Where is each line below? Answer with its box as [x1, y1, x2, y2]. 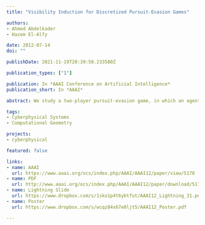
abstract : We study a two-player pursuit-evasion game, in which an [6, 98, 184, 104]
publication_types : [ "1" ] [6, 70, 72, 76]
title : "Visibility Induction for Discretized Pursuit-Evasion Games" [6, 9, 190, 15]
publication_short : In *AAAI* [6, 87, 84, 93]
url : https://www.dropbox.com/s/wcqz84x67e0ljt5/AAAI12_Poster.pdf [12, 204, 187, 210]
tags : [6, 109, 20, 115]
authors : [6, 20, 29, 26]
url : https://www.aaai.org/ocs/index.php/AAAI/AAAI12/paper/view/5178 [12, 170, 195, 176]
